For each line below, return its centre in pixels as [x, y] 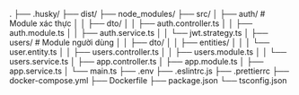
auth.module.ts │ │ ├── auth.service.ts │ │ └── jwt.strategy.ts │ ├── [139, 33]
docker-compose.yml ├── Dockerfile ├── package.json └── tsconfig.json [148, 80]
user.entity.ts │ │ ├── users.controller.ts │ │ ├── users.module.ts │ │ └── [148, 52]
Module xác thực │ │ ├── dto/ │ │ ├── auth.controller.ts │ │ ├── [131, 23]
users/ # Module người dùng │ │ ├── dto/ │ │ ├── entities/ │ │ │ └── [140, 42]
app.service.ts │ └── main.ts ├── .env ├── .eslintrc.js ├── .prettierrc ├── [149, 71]
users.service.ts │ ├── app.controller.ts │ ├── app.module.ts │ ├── [136, 61]
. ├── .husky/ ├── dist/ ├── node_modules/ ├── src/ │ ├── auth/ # [137, 14]
